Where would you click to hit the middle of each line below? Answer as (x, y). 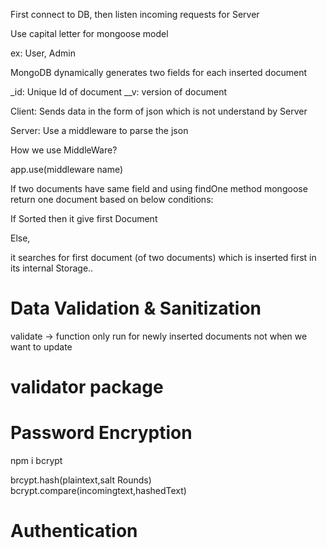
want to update (41, 346)
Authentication (74, 531)
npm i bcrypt (36, 461)
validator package (87, 387)
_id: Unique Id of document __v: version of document (119, 92)
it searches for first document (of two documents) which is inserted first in (163, 257)
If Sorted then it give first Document (84, 218)
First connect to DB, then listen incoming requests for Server (135, 14)
